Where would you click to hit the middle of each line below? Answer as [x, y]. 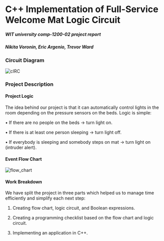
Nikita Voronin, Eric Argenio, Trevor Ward [50, 47]
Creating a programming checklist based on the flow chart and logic [83, 218]
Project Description [29, 84]
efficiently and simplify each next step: [45, 198]
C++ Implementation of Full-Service [82, 9]
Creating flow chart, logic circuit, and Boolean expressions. [74, 208]
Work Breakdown [24, 182]
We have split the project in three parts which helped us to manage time [80, 193]
